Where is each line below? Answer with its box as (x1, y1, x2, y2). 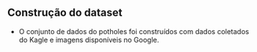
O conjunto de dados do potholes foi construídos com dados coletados (18, 26, 249, 36)
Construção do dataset (7, 6, 123, 19)
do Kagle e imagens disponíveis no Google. (18, 35, 160, 44)
